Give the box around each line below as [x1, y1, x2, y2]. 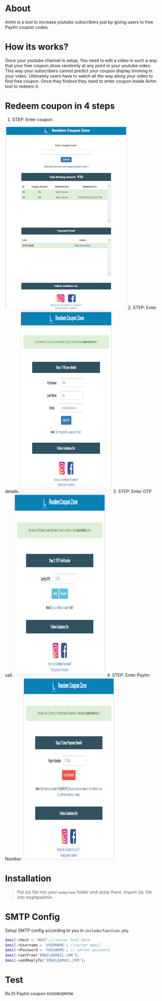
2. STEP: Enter [127, 304, 157, 310]
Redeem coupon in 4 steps [5, 100, 115, 112]
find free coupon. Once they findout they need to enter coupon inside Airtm [5, 78, 157, 84]
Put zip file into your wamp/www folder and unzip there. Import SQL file [17, 889, 152, 895]
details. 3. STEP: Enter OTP [5, 488, 152, 494]
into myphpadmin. [17, 894, 54, 900]
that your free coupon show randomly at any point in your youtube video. [5, 62, 152, 68]
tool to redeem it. [5, 83, 39, 89]
